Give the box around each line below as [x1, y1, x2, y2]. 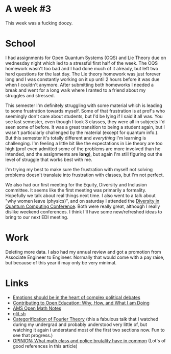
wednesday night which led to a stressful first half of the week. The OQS [5, 60, 158, 66]
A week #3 [5, 3, 52, 15]
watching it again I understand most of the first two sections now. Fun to [12, 326, 165, 333]
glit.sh [12, 310, 26, 316]
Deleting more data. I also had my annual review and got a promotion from [5, 249, 161, 255]
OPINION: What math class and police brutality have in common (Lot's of [12, 337, 166, 344]
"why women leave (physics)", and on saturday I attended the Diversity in [5, 198, 160, 204]
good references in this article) [12, 343, 78, 349]
